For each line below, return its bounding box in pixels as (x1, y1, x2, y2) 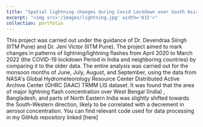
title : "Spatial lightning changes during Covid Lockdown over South (6, 8, 185, 15)
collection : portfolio (6, 20, 63, 26)
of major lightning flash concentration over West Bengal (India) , (6, 88, 166, 96)
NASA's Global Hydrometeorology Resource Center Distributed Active (6, 75, 180, 82)
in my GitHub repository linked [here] (6, 114, 98, 121)
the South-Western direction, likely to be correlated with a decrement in (6, 101, 184, 108)
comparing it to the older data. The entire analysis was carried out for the (6, 62, 188, 70)
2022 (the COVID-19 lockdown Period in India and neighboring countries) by (6, 56, 196, 63)
